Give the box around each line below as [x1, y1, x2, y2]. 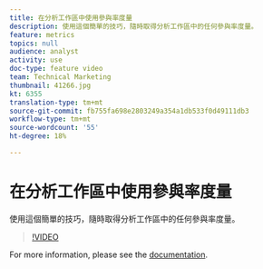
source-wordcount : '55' [9, 124, 100, 133]
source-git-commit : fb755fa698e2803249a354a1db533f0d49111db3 [9, 106, 249, 115]
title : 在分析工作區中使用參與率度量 [9, 13, 133, 23]
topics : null [9, 38, 59, 48]
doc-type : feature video [9, 65, 103, 74]
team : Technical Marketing [9, 73, 112, 82]
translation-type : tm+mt [9, 97, 103, 107]
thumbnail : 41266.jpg [9, 81, 92, 90]
